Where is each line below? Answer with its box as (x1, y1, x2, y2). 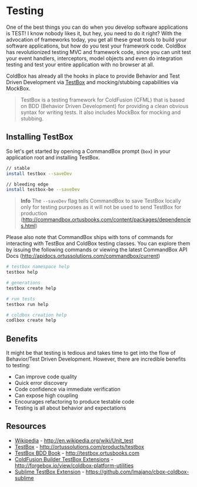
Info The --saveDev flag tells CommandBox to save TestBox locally (20, 197, 181, 204)
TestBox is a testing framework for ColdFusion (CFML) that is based (20, 96, 185, 103)
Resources (6, 421, 46, 431)
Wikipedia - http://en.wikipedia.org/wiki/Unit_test (14, 436, 133, 444)
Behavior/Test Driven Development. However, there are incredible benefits (6, 355, 186, 362)
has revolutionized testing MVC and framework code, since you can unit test (6, 48, 191, 55)
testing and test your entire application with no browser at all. (6, 61, 155, 68)
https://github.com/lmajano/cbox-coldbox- (85, 468, 189, 475)
